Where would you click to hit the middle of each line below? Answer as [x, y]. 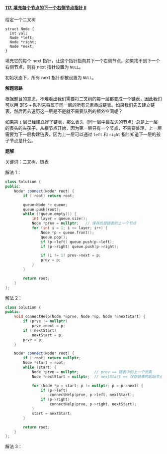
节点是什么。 [22, 141]
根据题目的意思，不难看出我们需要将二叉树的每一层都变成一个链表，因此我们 [83, 99]
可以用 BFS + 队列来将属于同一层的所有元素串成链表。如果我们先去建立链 [80, 105]
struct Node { [20, 29]
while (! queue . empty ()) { [50, 214]
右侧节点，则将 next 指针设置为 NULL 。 [44, 67]
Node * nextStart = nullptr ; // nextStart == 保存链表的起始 [94, 377]
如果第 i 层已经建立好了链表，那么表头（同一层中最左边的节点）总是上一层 [82, 122]
